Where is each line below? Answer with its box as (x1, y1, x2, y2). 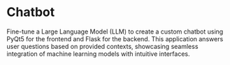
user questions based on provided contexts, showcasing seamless (6, 42, 199, 50)
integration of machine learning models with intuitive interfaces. (6, 50, 190, 58)
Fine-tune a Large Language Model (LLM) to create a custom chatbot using (6, 27, 224, 36)
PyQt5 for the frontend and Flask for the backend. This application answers (6, 34, 224, 43)
